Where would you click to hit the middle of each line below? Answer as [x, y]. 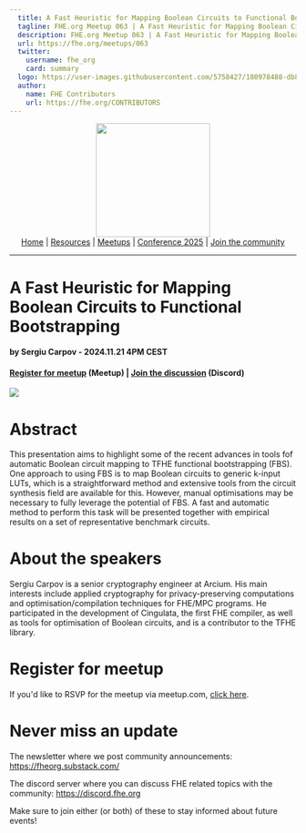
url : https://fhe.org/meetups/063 [83, 43]
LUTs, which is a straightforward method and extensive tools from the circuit [153, 483]
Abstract [43, 429]
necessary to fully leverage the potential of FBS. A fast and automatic [140, 503]
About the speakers [86, 559]
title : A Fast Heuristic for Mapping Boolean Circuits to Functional [152, 18]
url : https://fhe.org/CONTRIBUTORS [93, 102]
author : [32, 86]
